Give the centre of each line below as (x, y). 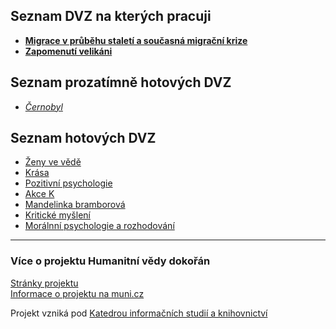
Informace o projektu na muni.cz (77, 293)
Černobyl (43, 106)
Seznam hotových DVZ (83, 138)
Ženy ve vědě (53, 162)
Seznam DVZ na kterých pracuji (111, 16)
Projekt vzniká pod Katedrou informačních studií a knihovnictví (139, 313)
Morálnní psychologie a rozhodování (99, 226)
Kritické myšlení (57, 215)
